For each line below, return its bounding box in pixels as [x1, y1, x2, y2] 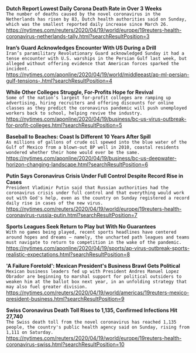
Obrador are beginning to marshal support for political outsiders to [6, 274, 182, 280]
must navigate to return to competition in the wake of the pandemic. [6, 240, 182, 246]
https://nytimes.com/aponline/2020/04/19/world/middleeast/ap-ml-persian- [6, 71, 190, 78]
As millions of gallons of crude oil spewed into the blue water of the [6, 139, 187, 145]
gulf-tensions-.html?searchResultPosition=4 [6, 78, 112, 84]
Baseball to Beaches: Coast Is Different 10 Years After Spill [6, 133, 151, 140]
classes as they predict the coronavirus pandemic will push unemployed [6, 105, 187, 111]
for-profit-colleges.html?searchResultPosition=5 [6, 122, 122, 129]
